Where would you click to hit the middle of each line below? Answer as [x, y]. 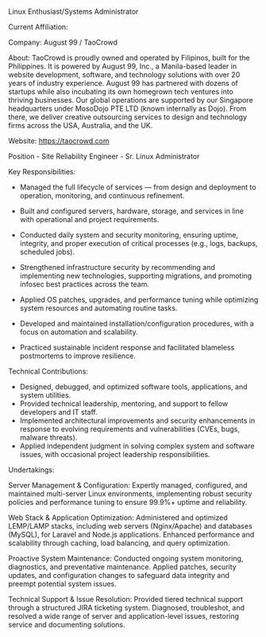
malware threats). [48, 438]
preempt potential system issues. [62, 584]
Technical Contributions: [48, 371]
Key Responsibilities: [42, 172]
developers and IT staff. [58, 412]
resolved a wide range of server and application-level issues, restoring [124, 616]
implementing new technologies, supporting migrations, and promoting [136, 276]
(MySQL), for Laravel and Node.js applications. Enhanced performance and [131, 534]
